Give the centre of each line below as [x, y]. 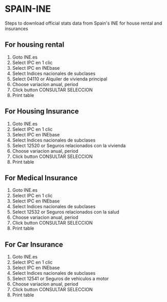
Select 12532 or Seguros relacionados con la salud [66, 212]
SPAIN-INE [28, 9]
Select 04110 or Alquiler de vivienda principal [60, 79]
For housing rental [35, 45]
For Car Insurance [34, 244]
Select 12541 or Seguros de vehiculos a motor [60, 279]
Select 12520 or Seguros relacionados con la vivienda [69, 145]
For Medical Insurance [41, 178]
